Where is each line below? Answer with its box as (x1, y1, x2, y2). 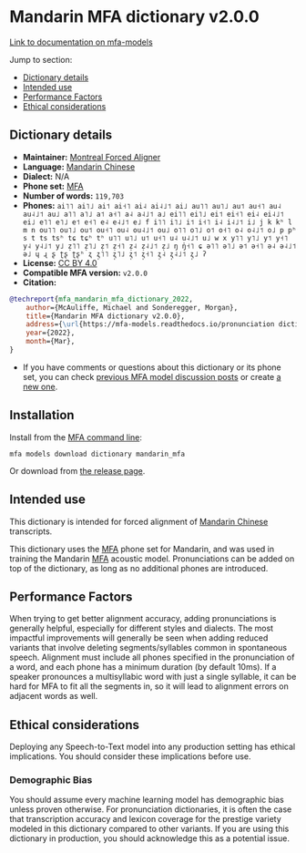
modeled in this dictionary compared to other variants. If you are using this (9, 823, 290, 835)
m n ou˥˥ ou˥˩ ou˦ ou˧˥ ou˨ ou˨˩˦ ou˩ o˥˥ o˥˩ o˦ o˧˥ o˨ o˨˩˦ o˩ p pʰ (22, 225, 297, 234)
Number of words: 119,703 (22, 190, 125, 201)
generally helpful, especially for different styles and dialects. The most (9, 622, 274, 634)
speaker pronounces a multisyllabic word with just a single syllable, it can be (9, 672, 297, 683)
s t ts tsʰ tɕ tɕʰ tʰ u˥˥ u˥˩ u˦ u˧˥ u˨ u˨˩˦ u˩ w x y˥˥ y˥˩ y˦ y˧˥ (22, 233, 289, 242)
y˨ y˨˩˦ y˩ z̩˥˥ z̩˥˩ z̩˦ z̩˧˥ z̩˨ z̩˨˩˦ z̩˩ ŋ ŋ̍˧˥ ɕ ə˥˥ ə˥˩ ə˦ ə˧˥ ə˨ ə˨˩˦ (22, 242, 297, 251)
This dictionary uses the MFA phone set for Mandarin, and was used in (9, 543, 275, 554)
